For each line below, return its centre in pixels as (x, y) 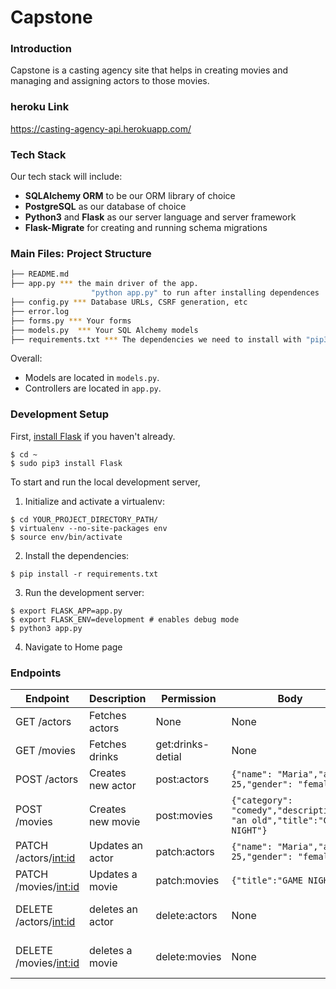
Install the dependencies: (77, 555)
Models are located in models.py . (92, 378)
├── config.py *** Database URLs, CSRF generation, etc (129, 302)
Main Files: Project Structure (81, 253)
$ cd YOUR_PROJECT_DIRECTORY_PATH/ (84, 519)
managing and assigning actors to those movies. (110, 81)
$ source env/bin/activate (66, 537)
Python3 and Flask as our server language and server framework (160, 217)
